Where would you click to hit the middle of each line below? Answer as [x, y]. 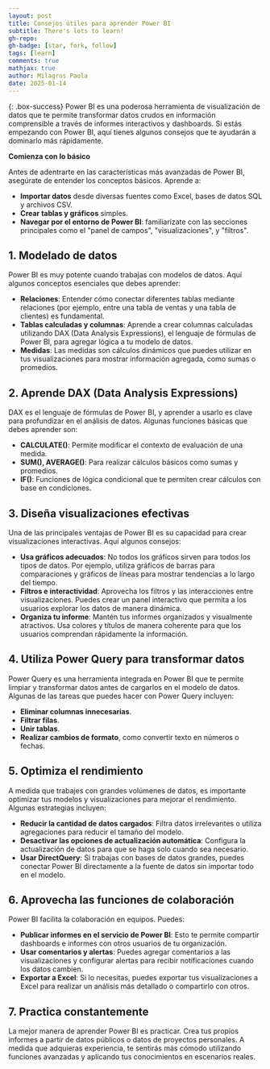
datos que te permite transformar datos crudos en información [112, 114]
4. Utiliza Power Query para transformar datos [127, 659]
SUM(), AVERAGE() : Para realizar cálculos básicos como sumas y [129, 462]
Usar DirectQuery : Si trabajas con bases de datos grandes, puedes [132, 857]
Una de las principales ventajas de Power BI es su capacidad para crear [128, 532]
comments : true [34, 61]
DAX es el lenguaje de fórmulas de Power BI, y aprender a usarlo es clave [130, 413]
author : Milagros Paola [48, 76]
